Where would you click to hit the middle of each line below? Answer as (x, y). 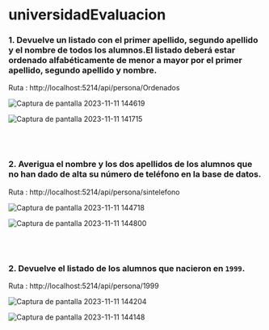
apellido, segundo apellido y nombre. (83, 70)
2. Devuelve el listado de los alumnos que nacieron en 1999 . (127, 268)
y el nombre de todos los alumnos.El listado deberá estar (122, 50)
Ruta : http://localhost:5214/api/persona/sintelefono (94, 192)
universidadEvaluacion (87, 15)
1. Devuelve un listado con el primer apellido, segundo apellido (133, 40)
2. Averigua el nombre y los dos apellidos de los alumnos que (130, 165)
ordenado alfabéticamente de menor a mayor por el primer (125, 61)
